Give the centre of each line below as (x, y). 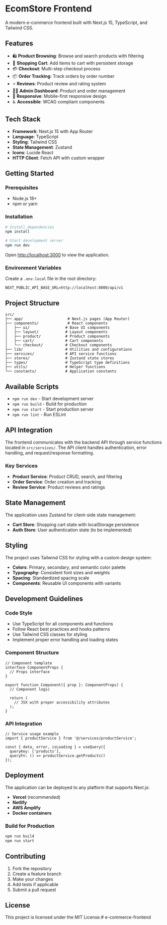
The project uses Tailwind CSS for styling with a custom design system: (79, 557)
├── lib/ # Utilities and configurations (69, 350)
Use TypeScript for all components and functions (63, 624)
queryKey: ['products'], (35, 751)
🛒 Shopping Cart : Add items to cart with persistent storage (73, 63)
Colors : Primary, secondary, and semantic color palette (69, 567)
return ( (19, 698)
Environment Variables (33, 267)
